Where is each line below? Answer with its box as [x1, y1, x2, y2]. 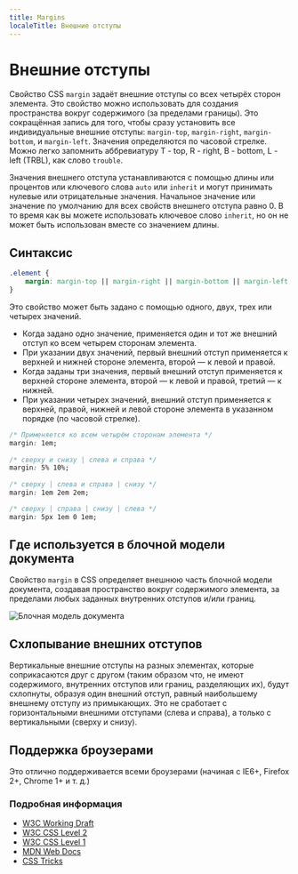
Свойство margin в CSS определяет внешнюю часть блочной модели [9, 574, 273, 585]
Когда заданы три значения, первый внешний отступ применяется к [21, 365, 283, 376]
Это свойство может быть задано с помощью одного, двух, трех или [9, 301, 273, 312]
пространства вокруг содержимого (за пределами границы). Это [9, 108, 259, 118]
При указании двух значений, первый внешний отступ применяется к [21, 347, 288, 357]
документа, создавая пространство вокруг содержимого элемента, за [9, 584, 280, 595]
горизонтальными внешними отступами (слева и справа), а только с [9, 708, 271, 718]
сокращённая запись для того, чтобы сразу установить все [9, 117, 236, 128]
